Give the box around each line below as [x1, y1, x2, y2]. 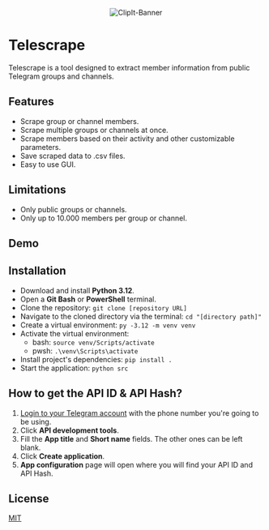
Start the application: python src [19, 363, 129, 373]
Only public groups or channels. [19, 204, 127, 214]
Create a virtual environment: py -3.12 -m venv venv [19, 320, 196, 330]
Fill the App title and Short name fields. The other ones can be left [19, 434, 243, 443]
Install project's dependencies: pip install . [19, 354, 173, 364]
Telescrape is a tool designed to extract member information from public [8, 62, 250, 72]
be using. [19, 417, 52, 426]
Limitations [8, 183, 66, 197]
